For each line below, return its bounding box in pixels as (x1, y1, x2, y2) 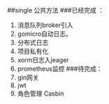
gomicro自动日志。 (17, 30, 72, 38)
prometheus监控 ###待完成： (17, 65, 103, 73)
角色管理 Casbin (17, 89, 64, 98)
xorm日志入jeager (17, 56, 69, 64)
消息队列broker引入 (17, 21, 73, 29)
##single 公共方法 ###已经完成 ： (7, 6, 105, 14)
